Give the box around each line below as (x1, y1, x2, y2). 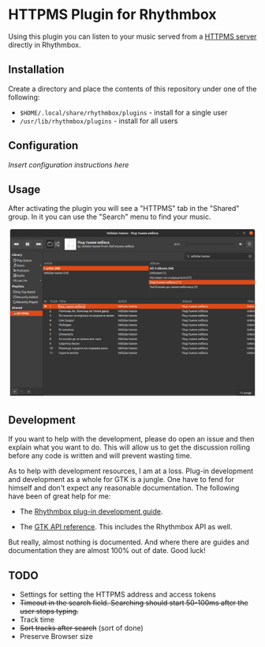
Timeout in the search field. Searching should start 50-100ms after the (19, 598, 248, 608)
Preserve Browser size (19, 632, 93, 641)
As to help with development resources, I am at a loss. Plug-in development (8, 466, 254, 476)
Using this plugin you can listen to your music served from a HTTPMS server (8, 32, 257, 41)
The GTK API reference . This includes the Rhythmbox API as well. (19, 522, 233, 532)
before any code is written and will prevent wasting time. (8, 451, 192, 461)
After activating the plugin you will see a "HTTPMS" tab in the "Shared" (8, 204, 240, 213)
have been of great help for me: (8, 491, 111, 501)
